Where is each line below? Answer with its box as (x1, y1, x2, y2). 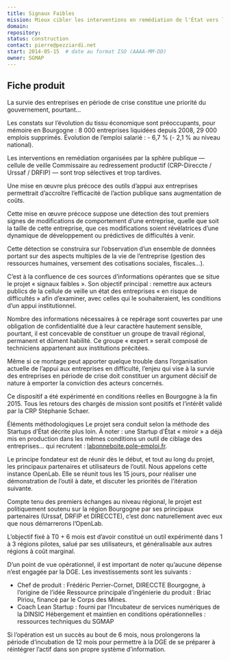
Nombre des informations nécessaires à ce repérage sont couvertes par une (7, 314, 223, 322)
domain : (7, 23, 29, 29)
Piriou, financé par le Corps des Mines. (16, 595, 127, 603)
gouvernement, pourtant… (7, 105, 81, 114)
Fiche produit (7, 80, 65, 92)
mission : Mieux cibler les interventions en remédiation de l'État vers (7, 16, 219, 23)
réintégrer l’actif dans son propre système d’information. (7, 645, 166, 653)
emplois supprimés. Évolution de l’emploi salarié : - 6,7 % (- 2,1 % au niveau (7, 133, 220, 141)
